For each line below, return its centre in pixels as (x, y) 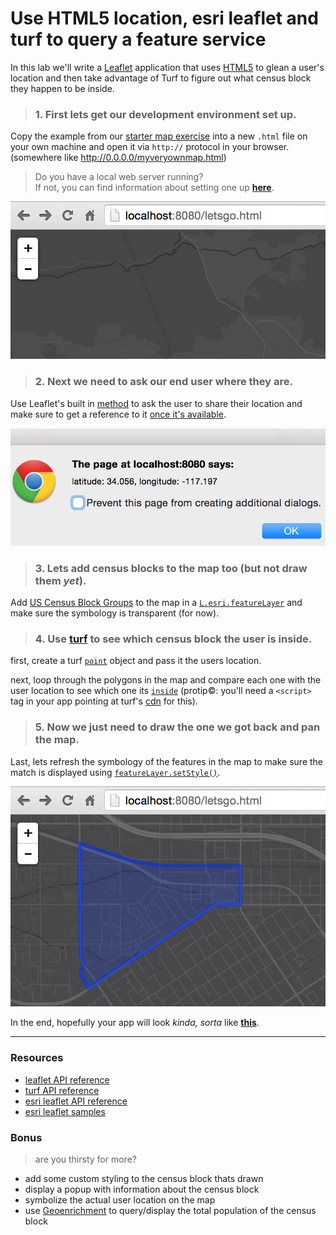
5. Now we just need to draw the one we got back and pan (177, 727)
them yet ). (60, 580)
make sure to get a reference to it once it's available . (118, 414)
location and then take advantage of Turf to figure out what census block (161, 78)
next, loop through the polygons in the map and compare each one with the (166, 680)
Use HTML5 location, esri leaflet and (164, 18)
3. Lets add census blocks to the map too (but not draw (171, 568)
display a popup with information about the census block (142, 1189)
